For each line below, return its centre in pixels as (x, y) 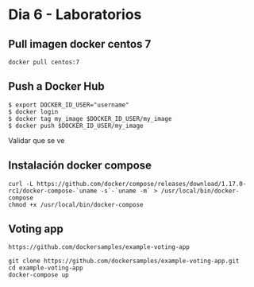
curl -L (21, 184)
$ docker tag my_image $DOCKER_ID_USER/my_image (90, 118)
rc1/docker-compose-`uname (53, 191)
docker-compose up (38, 275)
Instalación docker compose (80, 166)
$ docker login (33, 112)
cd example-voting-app (46, 268)
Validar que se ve (37, 140)
